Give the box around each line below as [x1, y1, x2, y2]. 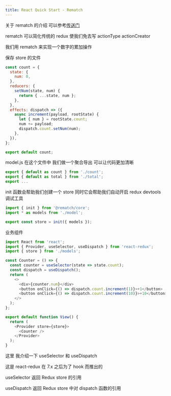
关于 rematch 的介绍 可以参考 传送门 [5, 22, 80, 28]
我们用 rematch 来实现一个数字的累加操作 [5, 44, 92, 50]
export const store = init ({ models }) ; [5, 219, 93, 224]
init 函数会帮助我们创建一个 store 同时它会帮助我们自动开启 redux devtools [5, 189, 161, 195]
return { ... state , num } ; [18, 93, 76, 98]
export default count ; [5, 150, 53, 155]
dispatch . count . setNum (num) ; [18, 126, 81, 131]
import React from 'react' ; [5, 239, 65, 244]
